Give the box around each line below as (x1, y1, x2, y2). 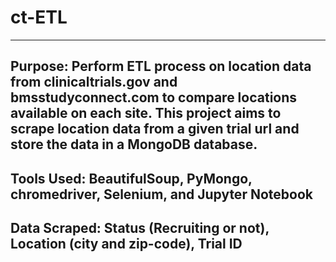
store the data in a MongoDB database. (10, 136, 258, 153)
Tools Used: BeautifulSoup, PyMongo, (10, 170, 253, 187)
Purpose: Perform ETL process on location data (10, 58, 312, 75)
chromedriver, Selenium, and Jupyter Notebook (10, 186, 313, 203)
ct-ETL (10, 6, 68, 29)
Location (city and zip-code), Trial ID (10, 236, 243, 253)
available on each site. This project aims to (10, 105, 282, 122)
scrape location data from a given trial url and (10, 121, 300, 138)
